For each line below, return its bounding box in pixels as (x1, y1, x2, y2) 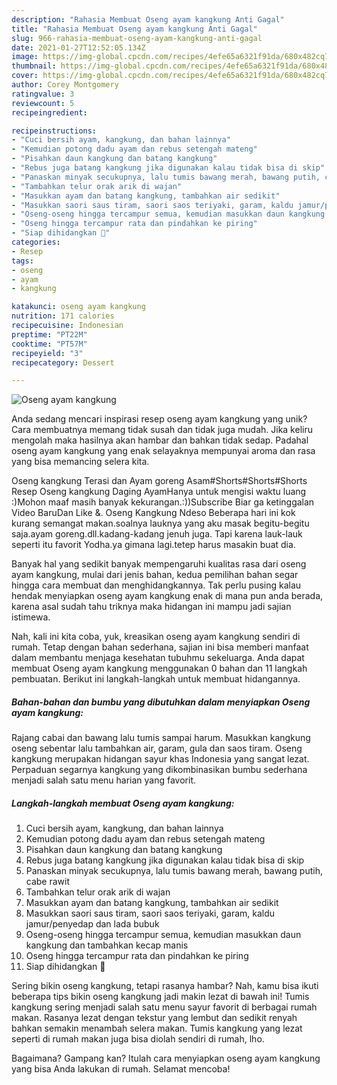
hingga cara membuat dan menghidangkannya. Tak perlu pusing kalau (11, 579, 302, 591)
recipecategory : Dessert (11, 357, 115, 368)
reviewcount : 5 (11, 98, 75, 108)
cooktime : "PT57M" (11, 339, 88, 349)
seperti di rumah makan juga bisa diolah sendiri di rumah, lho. (11, 1033, 265, 1045)
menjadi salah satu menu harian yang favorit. (11, 774, 197, 786)
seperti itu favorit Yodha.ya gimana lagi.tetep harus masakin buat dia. (11, 539, 296, 551)
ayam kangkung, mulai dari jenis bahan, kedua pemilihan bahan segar (11, 569, 299, 581)
